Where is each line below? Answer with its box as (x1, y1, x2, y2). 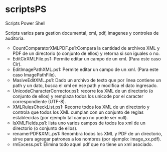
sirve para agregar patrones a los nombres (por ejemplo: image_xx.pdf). (12, 136, 161, 142)
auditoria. (5, 35, 25, 41)
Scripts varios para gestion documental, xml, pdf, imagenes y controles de (5, 30, 159, 36)
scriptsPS (5, 4, 47, 15)
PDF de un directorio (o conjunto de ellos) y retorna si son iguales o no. (12, 50, 160, 56)
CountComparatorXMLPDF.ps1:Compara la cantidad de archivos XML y (12, 45, 160, 51)
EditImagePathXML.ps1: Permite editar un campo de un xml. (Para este (12, 66, 159, 72)
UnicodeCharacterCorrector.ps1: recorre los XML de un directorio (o (12, 88, 153, 94)
